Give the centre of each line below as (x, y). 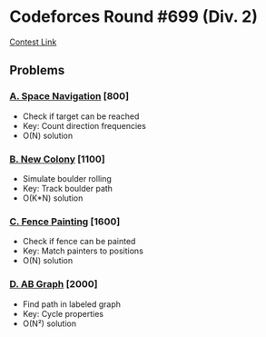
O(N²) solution (49, 323)
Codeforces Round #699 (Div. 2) (134, 17)
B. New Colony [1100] (58, 159)
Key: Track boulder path (68, 188)
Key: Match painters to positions (83, 251)
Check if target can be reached (81, 116)
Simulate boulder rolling (67, 178)
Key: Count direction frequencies (84, 125)
